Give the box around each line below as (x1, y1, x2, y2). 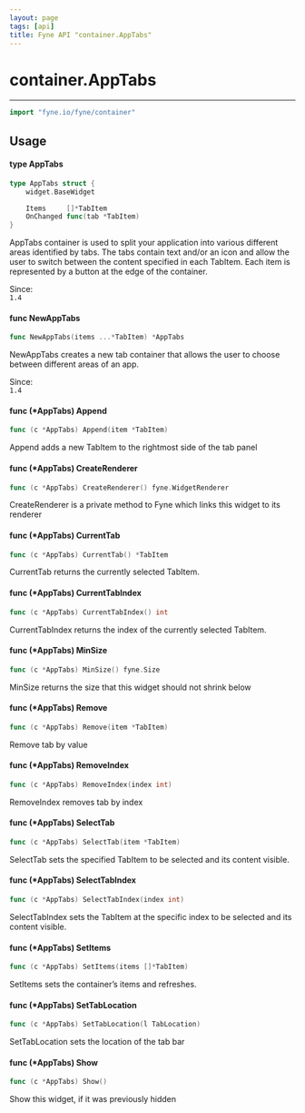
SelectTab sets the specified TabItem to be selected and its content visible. (9, 854, 290, 865)
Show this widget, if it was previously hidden (9, 1094, 177, 1105)
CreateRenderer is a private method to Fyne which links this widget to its (9, 500, 281, 511)
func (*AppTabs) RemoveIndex (9, 760, 130, 771)
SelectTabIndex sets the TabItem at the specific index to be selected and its (9, 911, 292, 922)
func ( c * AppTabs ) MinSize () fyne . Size (9, 665, 161, 674)
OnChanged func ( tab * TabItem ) (25, 212, 141, 221)
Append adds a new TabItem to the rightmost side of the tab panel (9, 442, 258, 453)
